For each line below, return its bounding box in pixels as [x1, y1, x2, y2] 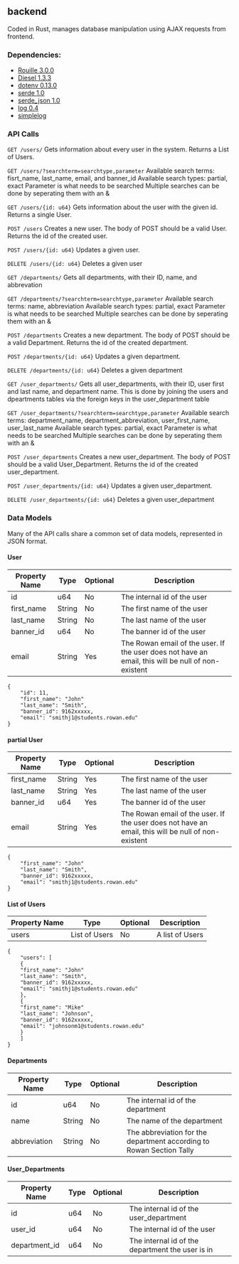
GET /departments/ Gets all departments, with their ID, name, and [7, 273, 198, 282]
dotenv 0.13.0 [17, 81, 58, 90]
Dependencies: [7, 50, 62, 60]
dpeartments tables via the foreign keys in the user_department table [7, 395, 210, 404]
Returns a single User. [7, 210, 73, 219]
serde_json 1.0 [17, 96, 60, 105]
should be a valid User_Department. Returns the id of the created [7, 460, 198, 468]
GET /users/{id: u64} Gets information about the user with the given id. [7, 203, 218, 212]
